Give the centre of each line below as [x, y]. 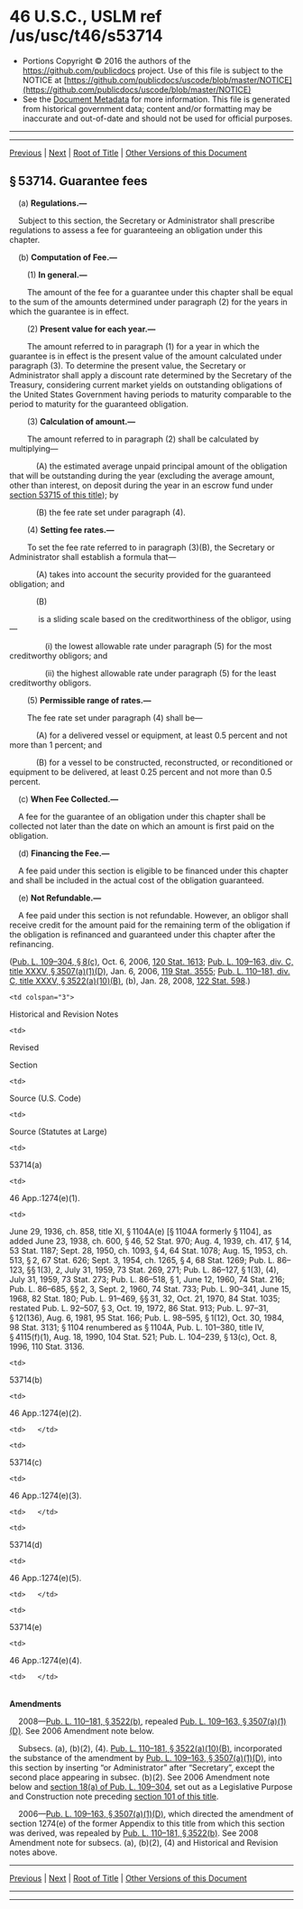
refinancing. [32, 944]
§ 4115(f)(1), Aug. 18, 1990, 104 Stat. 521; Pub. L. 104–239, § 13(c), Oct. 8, [143, 1336]
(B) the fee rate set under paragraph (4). [111, 512]
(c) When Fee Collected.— [68, 799]
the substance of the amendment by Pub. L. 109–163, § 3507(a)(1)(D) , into [146, 1757]
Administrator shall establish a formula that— [93, 556]
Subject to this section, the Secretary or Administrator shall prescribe [146, 220]
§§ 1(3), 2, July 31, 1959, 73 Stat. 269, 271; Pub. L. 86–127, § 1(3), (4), [153, 1270]
